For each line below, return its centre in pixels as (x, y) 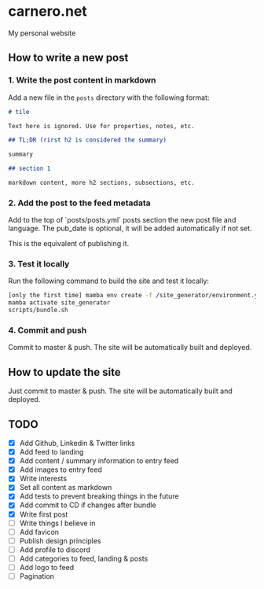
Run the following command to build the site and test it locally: (109, 281)
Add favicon (39, 532)
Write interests (43, 479)
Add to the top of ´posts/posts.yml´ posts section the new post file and (122, 220)
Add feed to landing (51, 452)
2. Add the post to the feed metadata (79, 203)
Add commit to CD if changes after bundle (88, 505)
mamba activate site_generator (59, 303)
